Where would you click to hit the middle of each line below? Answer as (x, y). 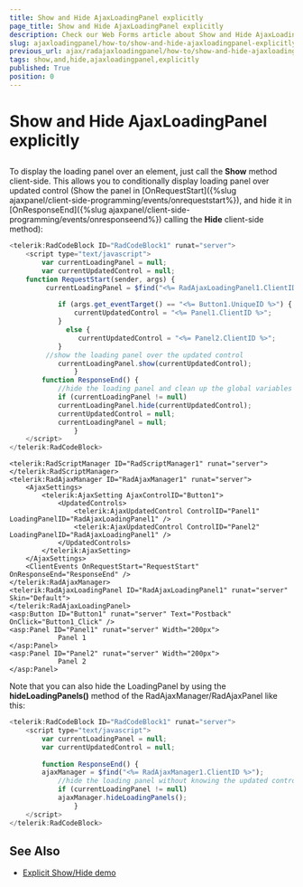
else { (78, 330)
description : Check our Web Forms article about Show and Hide (131, 34)
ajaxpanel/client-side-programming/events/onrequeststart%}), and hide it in (151, 201)
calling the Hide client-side (214, 220)
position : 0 (32, 77)
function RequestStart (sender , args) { (101, 279)
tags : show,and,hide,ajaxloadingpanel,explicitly (105, 60)
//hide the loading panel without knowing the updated (163, 781)
